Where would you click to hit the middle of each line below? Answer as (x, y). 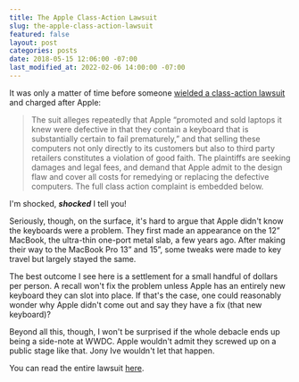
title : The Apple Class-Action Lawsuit (83, 17)
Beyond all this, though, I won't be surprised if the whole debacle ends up (145, 331)
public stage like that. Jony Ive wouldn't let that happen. (112, 351)
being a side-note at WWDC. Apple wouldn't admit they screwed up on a (143, 341)
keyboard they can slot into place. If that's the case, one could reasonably (145, 295)
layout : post (33, 42)
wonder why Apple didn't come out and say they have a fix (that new (136, 304)
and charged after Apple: (55, 102)
